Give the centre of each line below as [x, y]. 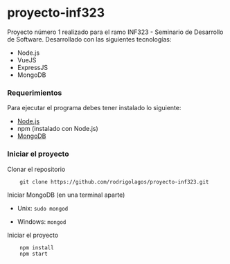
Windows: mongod [42, 221]
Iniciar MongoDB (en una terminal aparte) [66, 195]
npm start [34, 254]
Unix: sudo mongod [43, 208]
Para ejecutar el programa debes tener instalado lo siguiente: [94, 108]
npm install [37, 247]
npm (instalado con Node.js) [57, 129]
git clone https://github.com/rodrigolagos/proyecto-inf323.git [114, 182]
